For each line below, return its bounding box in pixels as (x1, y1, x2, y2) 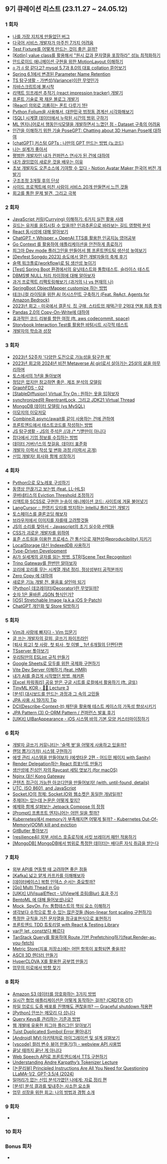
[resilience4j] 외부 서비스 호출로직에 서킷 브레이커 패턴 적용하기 (12, 834, 137, 840)
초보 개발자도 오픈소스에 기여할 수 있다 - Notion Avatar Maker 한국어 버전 (12, 165, 156, 171)
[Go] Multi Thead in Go (12, 884, 60, 891)
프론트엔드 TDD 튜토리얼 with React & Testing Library (12, 922, 120, 928)
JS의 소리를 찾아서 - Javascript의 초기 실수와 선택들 (12, 523, 115, 529)
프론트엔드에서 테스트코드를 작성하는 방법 (12, 422, 93, 428)
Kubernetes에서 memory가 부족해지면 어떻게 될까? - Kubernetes (12, 816, 141, 822)
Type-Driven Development (12, 548, 67, 554)
